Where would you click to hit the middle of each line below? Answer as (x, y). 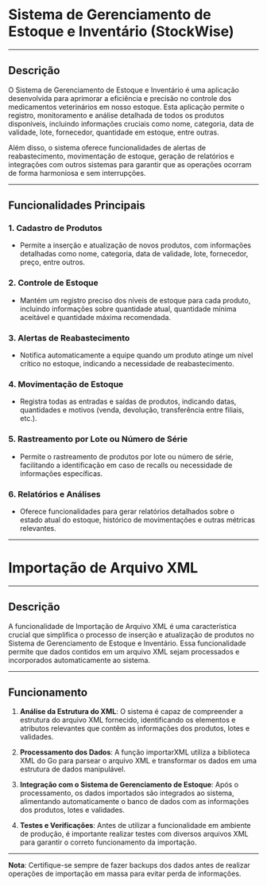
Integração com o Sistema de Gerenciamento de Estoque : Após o (129, 785)
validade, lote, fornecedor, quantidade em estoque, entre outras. (114, 132)
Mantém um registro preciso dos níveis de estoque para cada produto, (135, 300)
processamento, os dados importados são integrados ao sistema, (127, 793)
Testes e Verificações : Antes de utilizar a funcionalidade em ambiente (135, 826)
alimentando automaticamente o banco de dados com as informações (134, 802)
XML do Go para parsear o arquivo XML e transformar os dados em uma (138, 761)
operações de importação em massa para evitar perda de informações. (125, 874)
